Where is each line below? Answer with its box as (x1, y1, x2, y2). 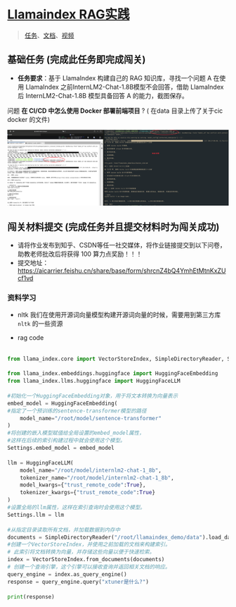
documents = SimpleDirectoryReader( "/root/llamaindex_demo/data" (7, 534, 202, 541)
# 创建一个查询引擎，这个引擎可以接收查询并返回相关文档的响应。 (7, 563, 171, 570)
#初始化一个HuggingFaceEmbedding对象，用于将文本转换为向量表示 (7, 392, 178, 399)
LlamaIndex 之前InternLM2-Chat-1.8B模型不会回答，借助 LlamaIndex (25, 82, 224, 91)
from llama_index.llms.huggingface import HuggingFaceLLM (7, 378, 181, 385)
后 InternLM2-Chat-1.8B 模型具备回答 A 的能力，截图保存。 (17, 91, 188, 99)
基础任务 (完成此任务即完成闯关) (7, 54, 146, 66)
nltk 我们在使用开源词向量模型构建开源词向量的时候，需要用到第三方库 (17, 310, 221, 319)
